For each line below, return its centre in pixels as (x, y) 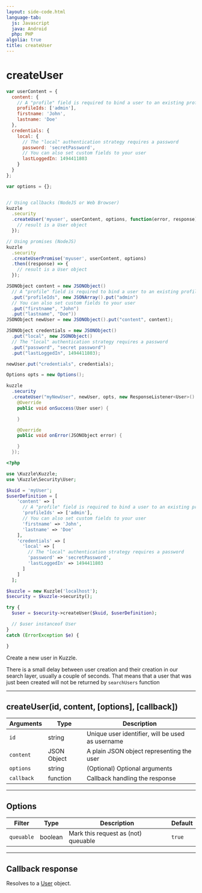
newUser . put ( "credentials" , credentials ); (60, 364)
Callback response (42, 869)
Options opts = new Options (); (45, 375)
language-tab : (24, 17)
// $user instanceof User (44, 624)
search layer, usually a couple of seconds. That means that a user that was (99, 676)
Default (182, 823)
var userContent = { (32, 91)
